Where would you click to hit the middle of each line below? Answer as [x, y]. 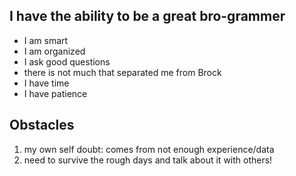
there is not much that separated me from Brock [122, 72]
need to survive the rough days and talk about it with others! [148, 160]
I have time [46, 83]
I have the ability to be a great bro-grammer [147, 16]
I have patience [55, 93]
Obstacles [42, 125]
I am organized [54, 51]
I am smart [46, 40]
